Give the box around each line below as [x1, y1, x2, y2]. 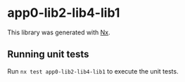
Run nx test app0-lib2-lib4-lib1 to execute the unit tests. [7, 67, 179, 75]
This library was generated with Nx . [7, 28, 110, 36]
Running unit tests [7, 48, 89, 60]
